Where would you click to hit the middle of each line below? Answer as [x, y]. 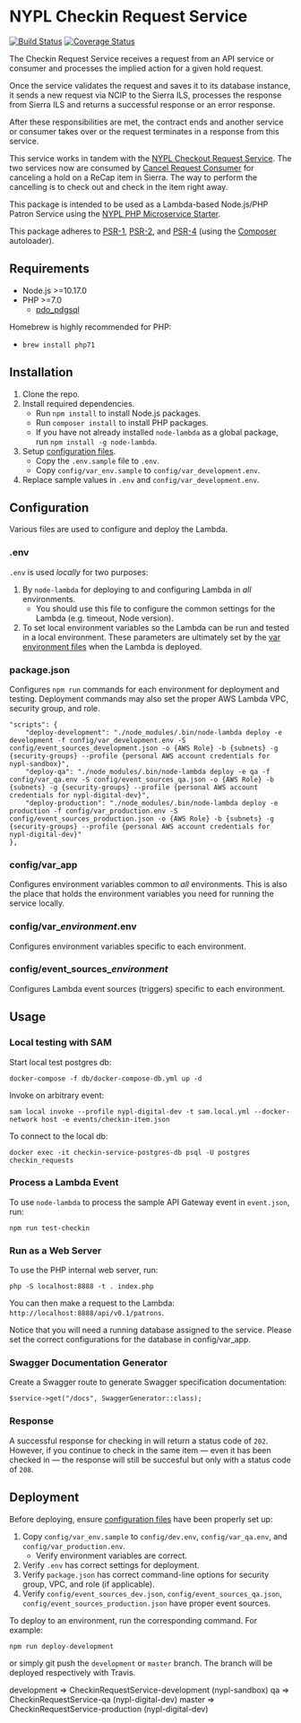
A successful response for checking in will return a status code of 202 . [139, 1441]
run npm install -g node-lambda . [96, 442]
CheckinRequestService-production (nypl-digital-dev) [109, 1709]
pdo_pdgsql [58, 309]
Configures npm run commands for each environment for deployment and [145, 689]
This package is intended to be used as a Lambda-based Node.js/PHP [139, 204]
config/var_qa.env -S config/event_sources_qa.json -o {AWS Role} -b [142, 780]
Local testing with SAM [60, 1043]
